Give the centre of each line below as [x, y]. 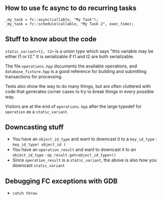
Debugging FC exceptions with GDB [61, 181]
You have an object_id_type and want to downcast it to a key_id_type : [84, 139]
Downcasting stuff [34, 127]
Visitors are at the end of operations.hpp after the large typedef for [74, 106]
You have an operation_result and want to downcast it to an [74, 150]
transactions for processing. [34, 76]
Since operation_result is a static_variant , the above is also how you [84, 160]
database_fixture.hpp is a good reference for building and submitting [76, 71]
